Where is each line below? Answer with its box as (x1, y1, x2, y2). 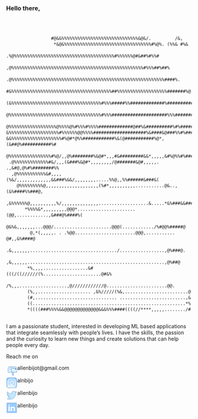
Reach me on (6, 353, 38, 360)
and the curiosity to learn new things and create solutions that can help (6, 335, 179, 342)
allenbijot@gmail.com (17, 364, 70, 372)
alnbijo (17, 377, 34, 384)
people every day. (6, 342, 50, 349)
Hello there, (6, 4, 41, 12)
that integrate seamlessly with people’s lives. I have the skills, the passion (6, 329, 184, 336)
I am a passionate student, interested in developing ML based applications (6, 323, 187, 330)
